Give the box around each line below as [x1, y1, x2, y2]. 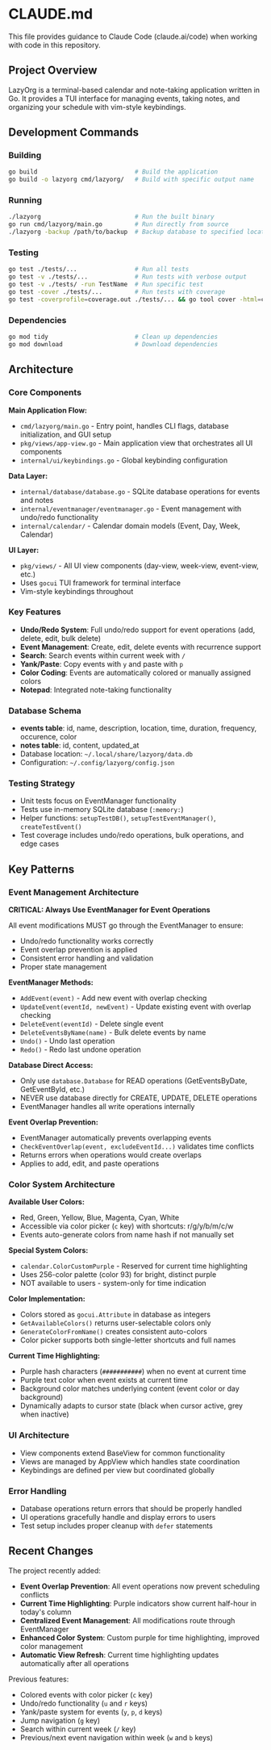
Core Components [8, 387, 82, 398]
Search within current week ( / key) [19, 1724, 136, 1734]
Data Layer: [8, 471, 48, 480]
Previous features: [8, 1674, 69, 1684]
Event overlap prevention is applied [19, 945, 138, 955]
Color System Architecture [8, 1179, 115, 1191]
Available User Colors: [8, 1197, 85, 1207]
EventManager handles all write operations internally [19, 1102, 195, 1112]
